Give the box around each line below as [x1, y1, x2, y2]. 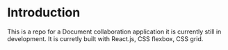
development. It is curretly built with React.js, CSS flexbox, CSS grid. [7, 34, 204, 42]
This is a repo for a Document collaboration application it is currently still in [7, 27, 222, 36]
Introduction [7, 5, 81, 21]
